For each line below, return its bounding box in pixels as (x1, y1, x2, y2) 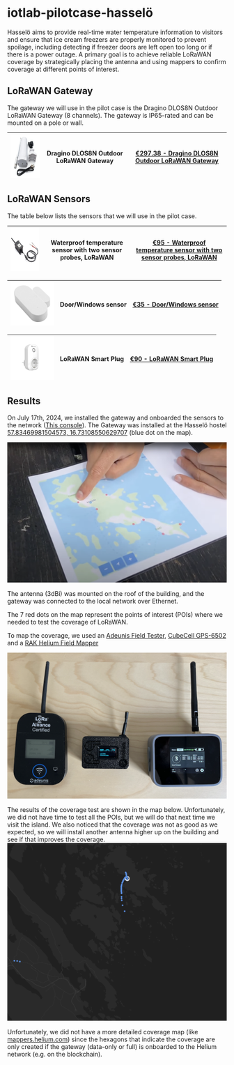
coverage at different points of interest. (7, 65, 120, 73)
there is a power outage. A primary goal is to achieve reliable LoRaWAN (7, 50, 212, 59)
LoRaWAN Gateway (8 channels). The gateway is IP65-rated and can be (7, 111, 214, 119)
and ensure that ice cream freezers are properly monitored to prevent (7, 35, 207, 43)
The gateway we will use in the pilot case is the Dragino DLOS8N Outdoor (7, 103, 219, 112)
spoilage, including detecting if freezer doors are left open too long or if (7, 43, 212, 51)
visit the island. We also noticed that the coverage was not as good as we (7, 820, 218, 829)
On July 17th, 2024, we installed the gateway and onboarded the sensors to (7, 413, 224, 422)
